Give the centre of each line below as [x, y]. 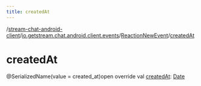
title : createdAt [28, 12]
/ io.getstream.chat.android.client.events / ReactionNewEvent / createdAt [107, 35]
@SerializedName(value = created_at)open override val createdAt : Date [96, 76]
